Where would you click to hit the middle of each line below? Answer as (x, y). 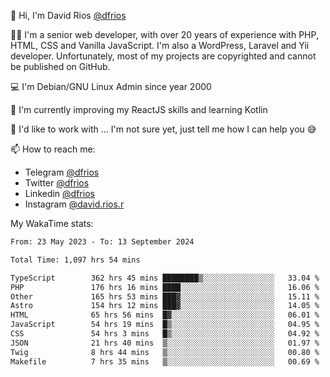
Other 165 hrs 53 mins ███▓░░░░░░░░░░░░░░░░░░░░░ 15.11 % (165, 296)
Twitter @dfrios (57, 183)
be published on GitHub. (60, 66)
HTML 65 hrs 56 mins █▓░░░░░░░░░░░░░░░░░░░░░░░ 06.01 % (165, 315)
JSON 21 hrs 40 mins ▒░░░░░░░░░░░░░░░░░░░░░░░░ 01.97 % (165, 343)
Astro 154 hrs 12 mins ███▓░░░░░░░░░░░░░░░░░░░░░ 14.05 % (165, 306)
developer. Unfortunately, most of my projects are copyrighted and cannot (163, 56)
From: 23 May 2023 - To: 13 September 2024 (102, 242)
